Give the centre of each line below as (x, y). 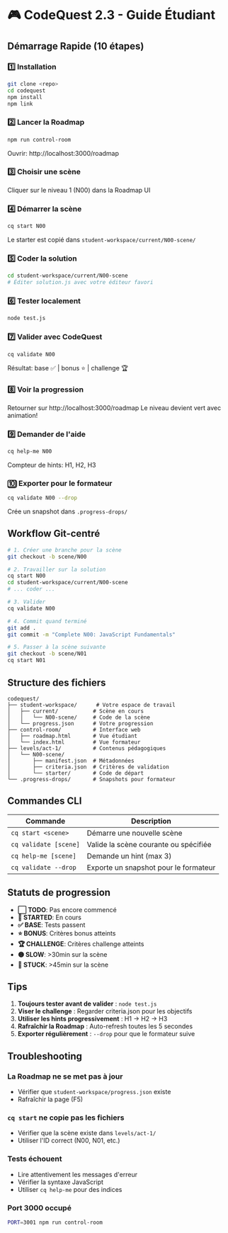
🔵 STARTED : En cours (50, 917)
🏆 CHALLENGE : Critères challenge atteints (81, 943)
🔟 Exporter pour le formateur (60, 483)
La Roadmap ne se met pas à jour (65, 1076)
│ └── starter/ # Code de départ (75, 773)
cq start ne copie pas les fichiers (66, 1118)
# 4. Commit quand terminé (47, 621)
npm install (25, 97)
